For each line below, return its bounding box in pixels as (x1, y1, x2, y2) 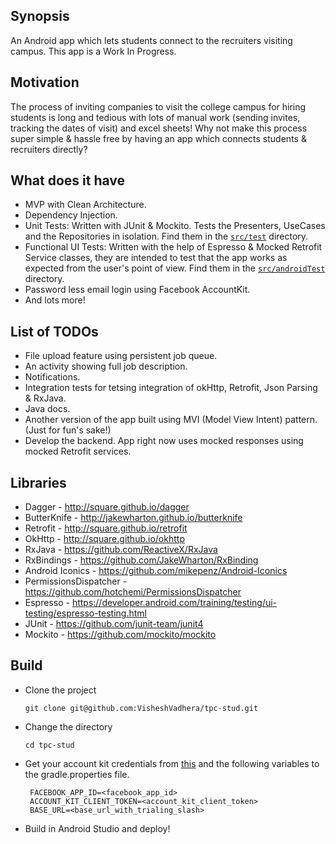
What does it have (10, 172, 126, 189)
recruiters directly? (10, 143, 88, 155)
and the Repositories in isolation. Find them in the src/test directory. (24, 230, 309, 243)
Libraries (10, 474, 67, 491)
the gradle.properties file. (24, 768, 130, 780)
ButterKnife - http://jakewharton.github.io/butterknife (24, 512, 243, 524)
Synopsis (10, 8, 70, 25)
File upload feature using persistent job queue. (24, 350, 218, 362)
